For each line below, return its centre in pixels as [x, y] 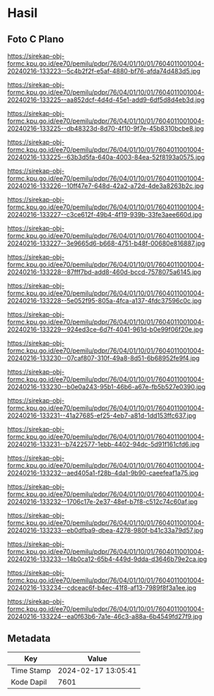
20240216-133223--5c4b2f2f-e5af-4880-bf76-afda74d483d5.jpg [104, 71]
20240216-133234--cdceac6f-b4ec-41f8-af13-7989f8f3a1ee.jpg [102, 588]
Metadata [29, 638]
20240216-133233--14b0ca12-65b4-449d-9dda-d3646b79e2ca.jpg [107, 559]
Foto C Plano [36, 39]
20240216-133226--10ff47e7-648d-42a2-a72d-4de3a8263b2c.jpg [106, 186]
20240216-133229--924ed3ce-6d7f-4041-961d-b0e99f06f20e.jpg [105, 329]
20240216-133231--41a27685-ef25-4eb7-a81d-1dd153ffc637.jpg [102, 415]
